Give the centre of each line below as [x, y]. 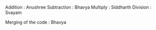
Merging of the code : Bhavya [36, 22]
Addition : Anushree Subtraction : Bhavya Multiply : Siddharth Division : [78, 7]
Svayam [13, 12]
